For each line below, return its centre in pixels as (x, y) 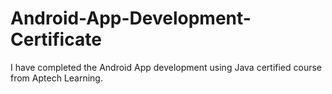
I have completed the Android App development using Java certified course (166, 67)
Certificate (56, 39)
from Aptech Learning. (56, 78)
